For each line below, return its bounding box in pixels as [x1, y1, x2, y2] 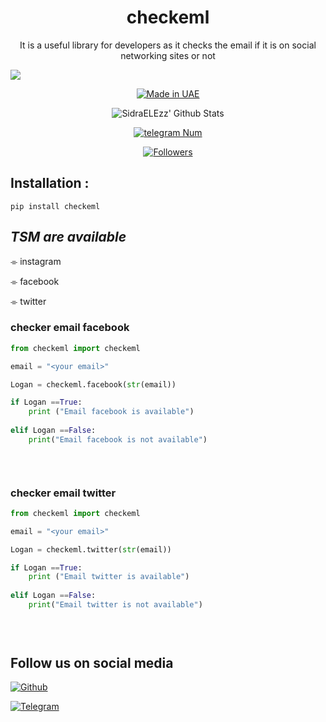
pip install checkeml [10, 201, 101, 211]
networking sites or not [120, 49, 216, 61]
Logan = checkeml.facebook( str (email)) [10, 379, 177, 390]
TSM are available [10, 229, 127, 246]
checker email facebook [10, 321, 130, 335]
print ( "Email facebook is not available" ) [28, 434, 208, 445]
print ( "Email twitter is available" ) [28, 572, 190, 582]
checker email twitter [10, 486, 117, 500]
